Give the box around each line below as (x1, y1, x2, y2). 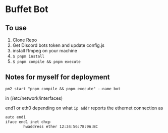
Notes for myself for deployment (5, 73, 110, 82)
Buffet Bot (5, 4, 48, 15)
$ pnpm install (12, 54, 45, 59)
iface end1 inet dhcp (5, 119, 51, 124)
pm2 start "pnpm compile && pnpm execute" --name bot (5, 86, 121, 91)
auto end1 (5, 114, 26, 119)
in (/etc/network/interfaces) (5, 95, 63, 101)
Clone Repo (12, 37, 37, 43)
